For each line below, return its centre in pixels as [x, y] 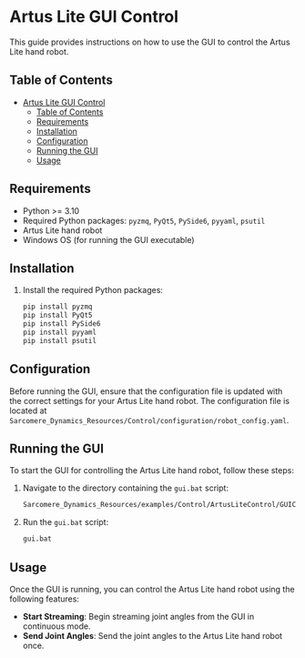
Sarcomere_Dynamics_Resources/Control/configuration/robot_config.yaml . [149, 420]
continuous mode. [56, 626]
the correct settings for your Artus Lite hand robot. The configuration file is [149, 400]
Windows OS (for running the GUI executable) [108, 239]
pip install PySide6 [61, 324]
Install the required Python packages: [93, 290]
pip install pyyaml [60, 332]
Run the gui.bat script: [66, 522]
